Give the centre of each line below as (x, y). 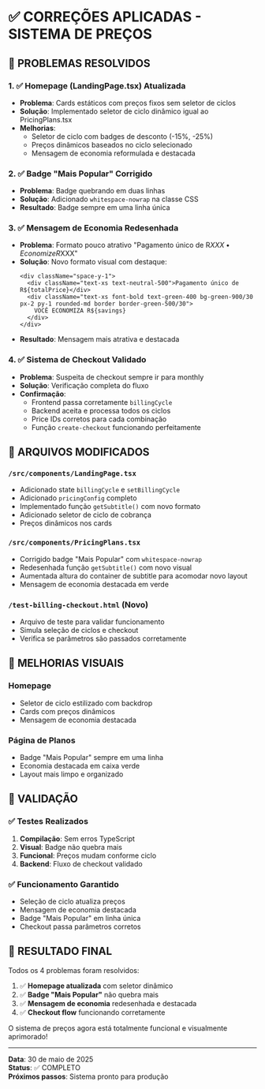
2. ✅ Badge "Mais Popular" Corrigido (80, 174)
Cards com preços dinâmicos (67, 711)
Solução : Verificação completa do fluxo (84, 385)
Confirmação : (43, 394)
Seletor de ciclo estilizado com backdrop (86, 703)
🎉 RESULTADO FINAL (60, 951)
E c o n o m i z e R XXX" (49, 253)
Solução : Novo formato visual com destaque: (93, 262)
